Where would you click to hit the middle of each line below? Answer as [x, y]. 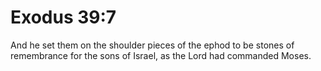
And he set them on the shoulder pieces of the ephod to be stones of [152, 45]
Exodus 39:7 [63, 17]
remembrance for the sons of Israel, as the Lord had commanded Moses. [161, 55]
